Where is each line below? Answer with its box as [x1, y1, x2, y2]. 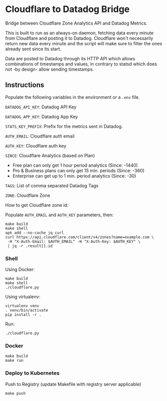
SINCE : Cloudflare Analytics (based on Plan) [5, 152, 95, 159]
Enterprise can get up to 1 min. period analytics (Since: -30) [12, 173, 137, 179]
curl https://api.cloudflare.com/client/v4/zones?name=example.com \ [5, 234, 154, 239]
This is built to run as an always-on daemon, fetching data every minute [5, 30, 154, 36]
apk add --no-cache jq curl [5, 230, 64, 235]
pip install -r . [5, 312, 42, 317]
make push [5, 390, 26, 396]
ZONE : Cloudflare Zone [5, 192, 50, 198]
